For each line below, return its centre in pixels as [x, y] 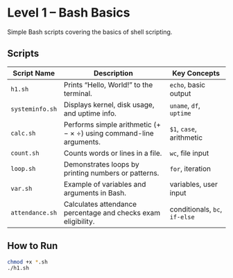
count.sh [25, 153]
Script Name [34, 73]
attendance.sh [34, 213]
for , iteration [190, 169]
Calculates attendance [100, 204]
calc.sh [23, 133]
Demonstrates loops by [102, 164]
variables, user [194, 184]
